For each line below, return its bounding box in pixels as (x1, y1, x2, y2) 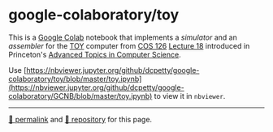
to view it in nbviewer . (154, 91, 226, 100)
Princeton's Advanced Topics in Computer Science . (8, 49, 181, 59)
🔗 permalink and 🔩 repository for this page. (8, 114, 153, 124)
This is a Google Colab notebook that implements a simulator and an (8, 32, 237, 42)
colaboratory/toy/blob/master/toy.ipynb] (8, 74, 142, 83)
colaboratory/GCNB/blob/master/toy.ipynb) (8, 91, 153, 100)
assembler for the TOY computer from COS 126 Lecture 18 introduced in (8, 40, 250, 50)
